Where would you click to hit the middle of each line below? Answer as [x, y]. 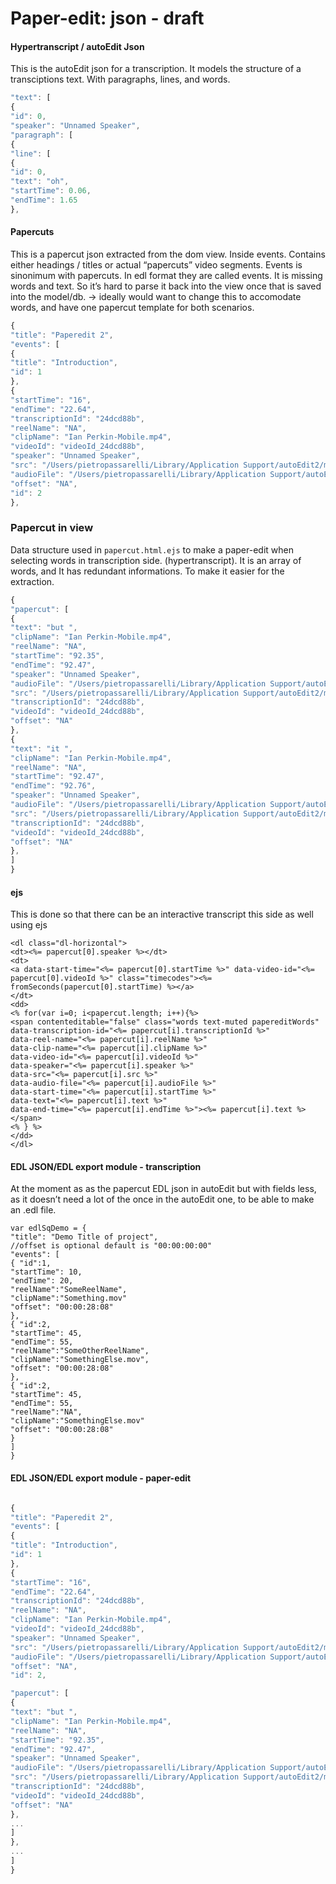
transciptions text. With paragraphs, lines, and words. [120, 79]
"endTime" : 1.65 [44, 200]
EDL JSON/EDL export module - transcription [106, 1166]
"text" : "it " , [42, 748]
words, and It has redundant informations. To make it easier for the [147, 571]
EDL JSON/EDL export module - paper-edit [101, 1478]
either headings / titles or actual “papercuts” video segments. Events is [156, 264]
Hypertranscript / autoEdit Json [77, 46]
